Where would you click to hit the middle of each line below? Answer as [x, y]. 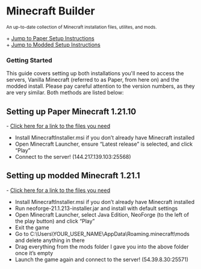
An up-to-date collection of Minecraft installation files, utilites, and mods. [82, 27]
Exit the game [32, 227]
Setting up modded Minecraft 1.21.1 [73, 176]
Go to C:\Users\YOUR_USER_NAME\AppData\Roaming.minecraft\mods [102, 233]
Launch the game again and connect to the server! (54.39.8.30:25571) [101, 259]
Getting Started [29, 60]
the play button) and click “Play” [55, 221]
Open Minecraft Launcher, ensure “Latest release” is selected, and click [104, 144]
